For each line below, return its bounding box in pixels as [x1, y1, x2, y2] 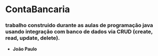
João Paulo [12, 46, 37, 52]
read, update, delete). [5, 35, 60, 42]
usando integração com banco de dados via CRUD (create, [5, 28, 153, 35]
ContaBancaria [5, 4, 70, 15]
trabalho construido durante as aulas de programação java [5, 22, 153, 29]
